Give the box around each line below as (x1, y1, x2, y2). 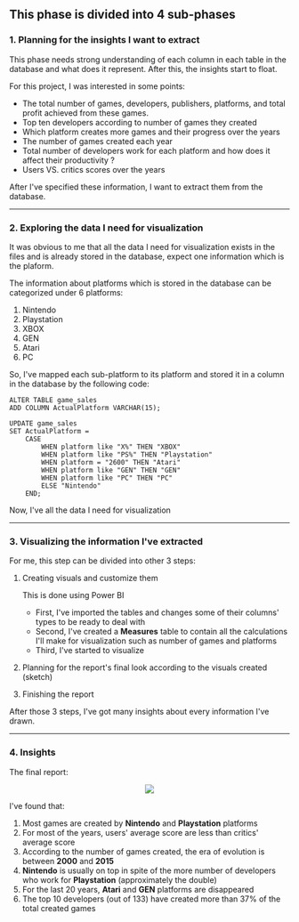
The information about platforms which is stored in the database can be (9, 278, 271, 288)
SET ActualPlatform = (9, 426, 90, 435)
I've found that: (9, 800, 65, 811)
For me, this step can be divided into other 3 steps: (9, 555, 196, 566)
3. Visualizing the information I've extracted (9, 535, 203, 547)
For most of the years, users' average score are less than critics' (21, 827, 259, 837)
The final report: (9, 766, 69, 777)
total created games (21, 902, 96, 913)
